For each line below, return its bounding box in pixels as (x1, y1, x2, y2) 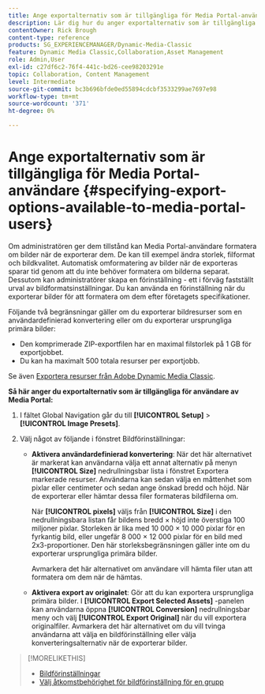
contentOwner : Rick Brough (8, 26, 97, 34)
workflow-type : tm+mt (8, 92, 80, 100)
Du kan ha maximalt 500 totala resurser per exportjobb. (19, 356, 200, 365)
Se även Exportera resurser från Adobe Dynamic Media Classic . (8, 371, 215, 380)
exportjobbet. (19, 347, 65, 356)
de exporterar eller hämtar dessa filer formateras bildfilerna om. (31, 491, 239, 500)
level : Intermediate (8, 77, 77, 85)
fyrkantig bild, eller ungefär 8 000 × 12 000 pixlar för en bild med (31, 531, 243, 541)
